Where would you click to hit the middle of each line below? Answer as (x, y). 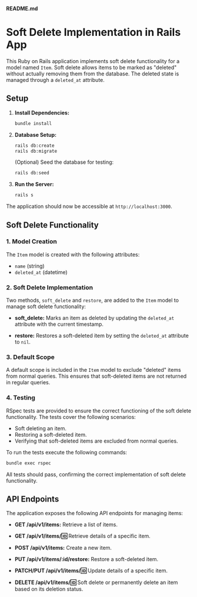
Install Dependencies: (42, 113)
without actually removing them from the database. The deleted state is (93, 74)
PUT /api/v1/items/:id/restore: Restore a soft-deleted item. (86, 559)
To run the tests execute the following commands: (67, 452)
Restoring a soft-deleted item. (51, 434)
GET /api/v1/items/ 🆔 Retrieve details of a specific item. (83, 536)
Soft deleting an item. (40, 428)
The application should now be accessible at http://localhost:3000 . (89, 206)
